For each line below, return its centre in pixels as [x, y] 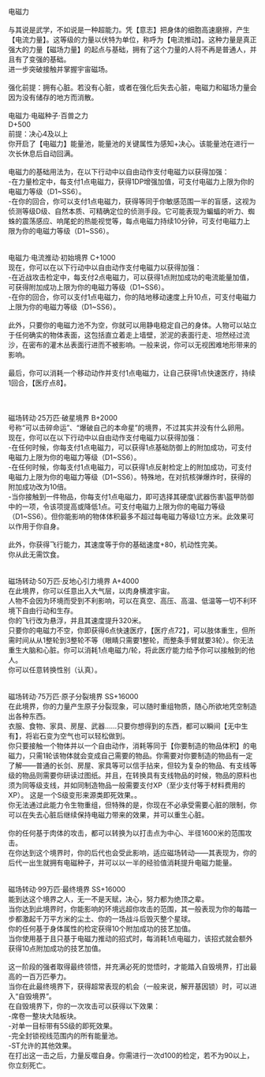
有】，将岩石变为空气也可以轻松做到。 [69, 736]
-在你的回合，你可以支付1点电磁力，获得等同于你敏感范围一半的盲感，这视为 [132, 201]
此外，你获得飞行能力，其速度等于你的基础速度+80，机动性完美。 [115, 544]
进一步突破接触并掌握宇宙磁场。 [60, 69]
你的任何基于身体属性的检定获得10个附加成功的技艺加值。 [102, 929]
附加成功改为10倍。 [39, 487]
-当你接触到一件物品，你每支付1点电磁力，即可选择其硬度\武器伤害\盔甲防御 [131, 497]
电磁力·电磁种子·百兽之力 [49, 116]
